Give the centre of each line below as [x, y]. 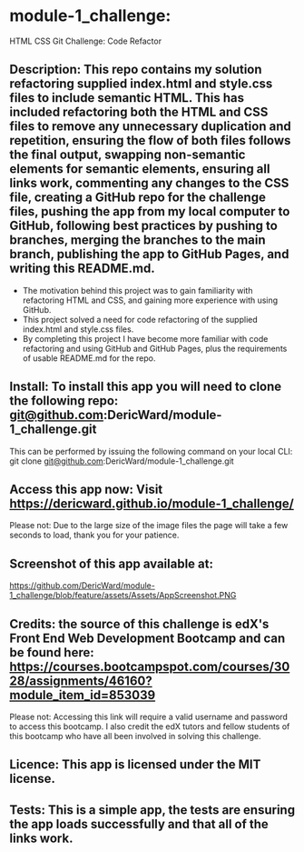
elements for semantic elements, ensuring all [140, 169]
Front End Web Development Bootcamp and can [147, 638]
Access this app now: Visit [86, 489]
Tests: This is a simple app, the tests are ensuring [152, 810]
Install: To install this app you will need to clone [146, 387]
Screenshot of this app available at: [111, 563]
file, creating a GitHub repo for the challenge [137, 198]
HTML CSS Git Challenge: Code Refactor [85, 41]
